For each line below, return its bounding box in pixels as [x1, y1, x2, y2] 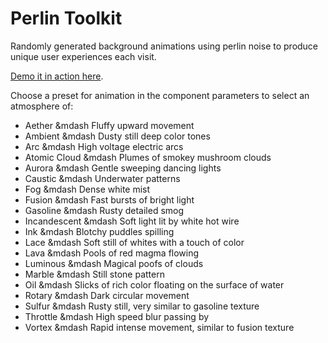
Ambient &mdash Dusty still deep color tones [24, 130, 211, 142]
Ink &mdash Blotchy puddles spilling [24, 225, 175, 237]
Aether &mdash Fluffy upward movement [24, 119, 195, 131]
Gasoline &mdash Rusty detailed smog [24, 204, 185, 216]
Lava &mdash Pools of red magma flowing [24, 247, 200, 259]
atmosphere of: [10, 100, 74, 112]
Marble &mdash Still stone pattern [24, 268, 165, 280]
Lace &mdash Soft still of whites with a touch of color [24, 236, 245, 248]
